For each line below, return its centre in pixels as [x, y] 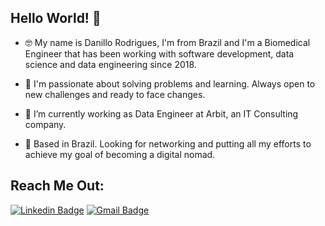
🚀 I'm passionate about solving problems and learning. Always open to [170, 83]
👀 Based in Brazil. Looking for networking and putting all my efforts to [168, 143]
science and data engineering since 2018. [110, 64]
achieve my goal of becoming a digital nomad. [120, 154]
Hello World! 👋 [56, 18]
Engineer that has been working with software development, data [159, 53]
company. [45, 124]
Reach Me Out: [57, 186]
